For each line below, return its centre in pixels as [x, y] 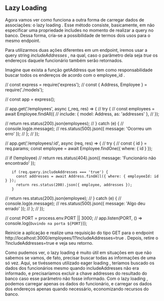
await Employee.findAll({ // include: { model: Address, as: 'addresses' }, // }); [82, 114]
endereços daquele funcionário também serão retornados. [64, 60]
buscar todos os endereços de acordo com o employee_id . [65, 75]
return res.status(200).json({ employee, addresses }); [74, 185]
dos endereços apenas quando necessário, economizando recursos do [77, 289]
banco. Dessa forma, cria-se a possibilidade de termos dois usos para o [78, 35]
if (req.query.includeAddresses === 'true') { [60, 172]
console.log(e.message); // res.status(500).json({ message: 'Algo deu [75, 203]
